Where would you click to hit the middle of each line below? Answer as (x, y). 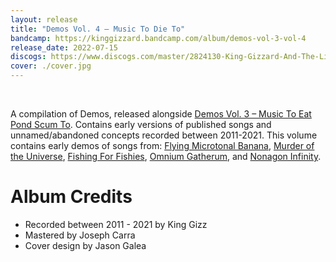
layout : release (44, 19)
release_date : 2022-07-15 (64, 47)
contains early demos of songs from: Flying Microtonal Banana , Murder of (162, 145)
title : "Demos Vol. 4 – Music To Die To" (98, 29)
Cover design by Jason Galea (85, 245)
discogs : (28, 57)
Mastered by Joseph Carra (80, 235)
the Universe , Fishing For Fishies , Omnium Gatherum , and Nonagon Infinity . (166, 156)
